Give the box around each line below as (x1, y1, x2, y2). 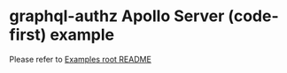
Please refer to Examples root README (9, 54, 152, 64)
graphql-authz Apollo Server (9, 6, 225, 26)
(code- (228, 6, 279, 26)
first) (9, 25, 47, 45)
